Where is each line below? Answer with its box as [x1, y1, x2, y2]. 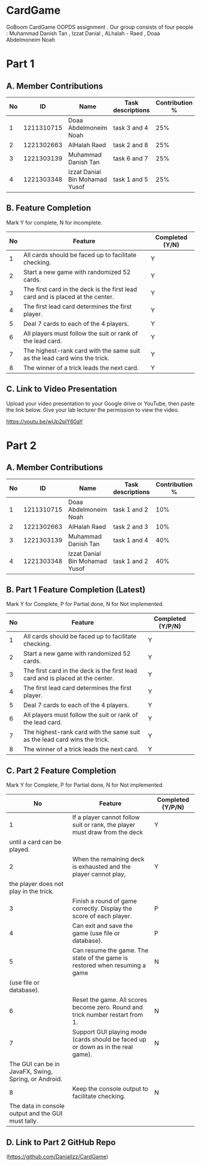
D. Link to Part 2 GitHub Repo [6, 1137, 116, 1147]
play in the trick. [9, 887, 54, 896]
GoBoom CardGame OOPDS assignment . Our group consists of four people [6, 23, 193, 31]
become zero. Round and [72, 1003, 144, 1012]
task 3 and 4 [112, 123, 148, 132]
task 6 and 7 [112, 154, 148, 162]
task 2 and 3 [112, 522, 148, 531]
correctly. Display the [72, 905, 133, 913]
